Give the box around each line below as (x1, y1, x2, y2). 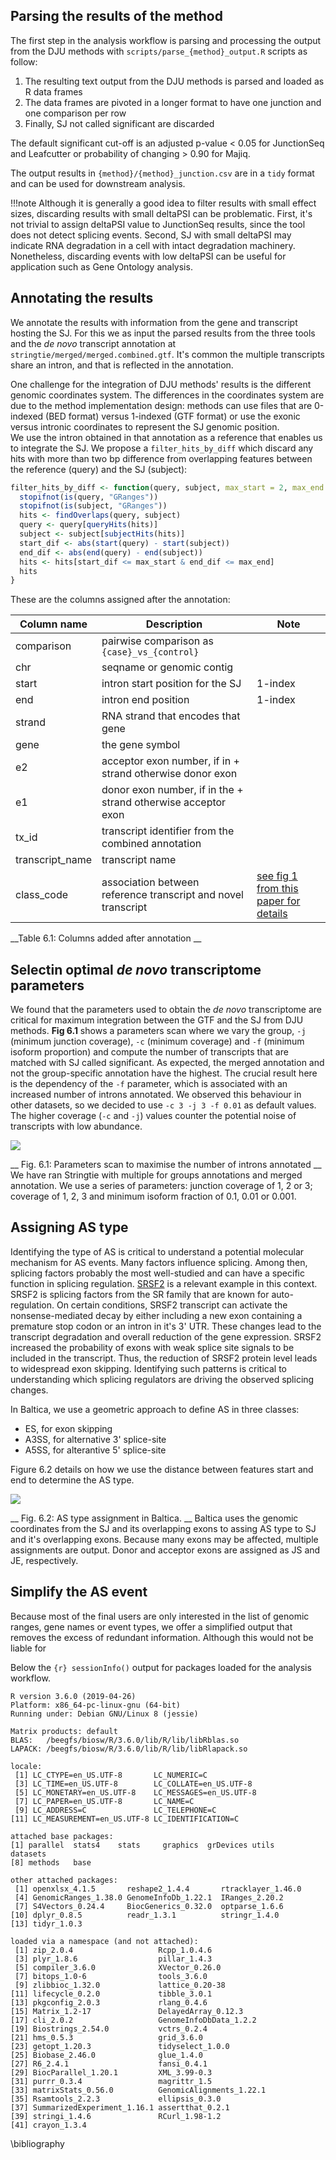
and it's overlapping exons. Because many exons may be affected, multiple (10, 1533, 319, 1545)
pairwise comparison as (101, 634, 214, 648)
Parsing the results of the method (10, 8, 223, 25)
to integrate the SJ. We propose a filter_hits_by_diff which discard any (10, 442, 314, 454)
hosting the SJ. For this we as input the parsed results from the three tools (10, 327, 316, 339)
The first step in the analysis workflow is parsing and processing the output (10, 34, 322, 46)
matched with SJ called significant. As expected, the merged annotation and (10, 1057, 325, 1069)
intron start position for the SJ (101, 677, 242, 691)
